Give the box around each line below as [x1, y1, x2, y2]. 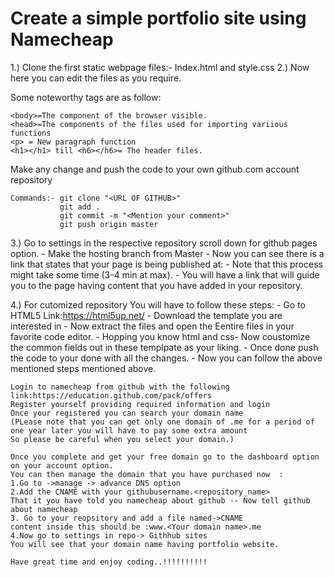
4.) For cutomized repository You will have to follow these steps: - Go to [10, 298, 306, 311]
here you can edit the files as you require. [10, 72, 182, 84]
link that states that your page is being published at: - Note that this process [10, 258, 323, 270]
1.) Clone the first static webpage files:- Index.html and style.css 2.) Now [10, 61, 310, 73]
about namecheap [10, 504, 78, 514]
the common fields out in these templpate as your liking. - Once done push [10, 341, 319, 353]
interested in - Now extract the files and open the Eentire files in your [10, 320, 295, 332]
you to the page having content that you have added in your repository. [10, 279, 303, 291]
